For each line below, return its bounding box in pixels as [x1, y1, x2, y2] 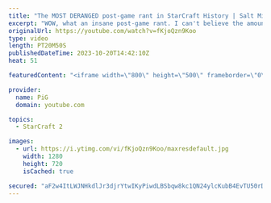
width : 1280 [23, 152, 63, 160]
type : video [8, 34, 48, 43]
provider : [8, 85, 42, 93]
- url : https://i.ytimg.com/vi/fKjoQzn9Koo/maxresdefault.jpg [15, 145, 229, 153]
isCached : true [23, 167, 74, 176]
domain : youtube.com [15, 101, 85, 109]
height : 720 [23, 159, 63, 168]
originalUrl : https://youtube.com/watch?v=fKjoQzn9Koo [8, 27, 197, 35]
